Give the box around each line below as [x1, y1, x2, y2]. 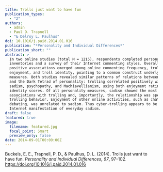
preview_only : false [9, 133, 51, 138]
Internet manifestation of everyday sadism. [9, 106, 101, 111]
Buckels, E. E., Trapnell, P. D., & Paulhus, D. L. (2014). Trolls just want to [5, 151, 147, 156]
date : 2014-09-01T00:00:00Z [5, 138, 62, 143]
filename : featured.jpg [9, 124, 57, 129]
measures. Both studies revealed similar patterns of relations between [9, 75, 160, 79]
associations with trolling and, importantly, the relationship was [9, 93, 151, 97]
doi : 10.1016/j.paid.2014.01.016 [5, 39, 73, 44]
